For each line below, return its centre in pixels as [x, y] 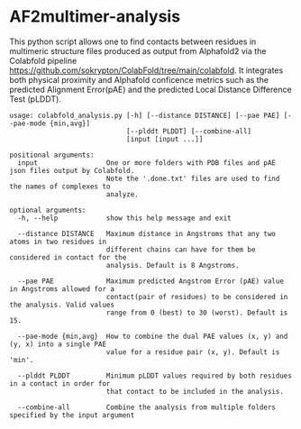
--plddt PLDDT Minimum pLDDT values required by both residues [155, 376]
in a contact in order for [60, 383]
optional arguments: [48, 210]
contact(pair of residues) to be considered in [197, 297]
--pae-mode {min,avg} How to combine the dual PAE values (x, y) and [153, 336]
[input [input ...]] [164, 139]
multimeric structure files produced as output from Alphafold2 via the [138, 50]
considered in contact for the [68, 257]
